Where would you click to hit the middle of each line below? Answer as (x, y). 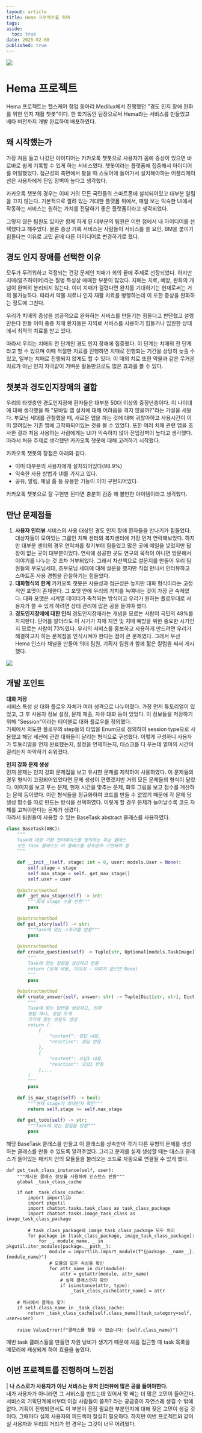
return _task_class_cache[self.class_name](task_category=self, (110, 1313)
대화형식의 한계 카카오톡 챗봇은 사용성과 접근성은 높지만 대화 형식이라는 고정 (104, 583)
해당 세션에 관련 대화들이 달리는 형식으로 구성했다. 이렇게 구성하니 (99, 736)
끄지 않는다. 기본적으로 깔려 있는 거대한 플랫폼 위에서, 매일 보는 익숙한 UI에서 (102, 201)
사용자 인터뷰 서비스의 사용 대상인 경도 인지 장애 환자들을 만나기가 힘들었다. (103, 531)
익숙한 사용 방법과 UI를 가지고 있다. (56, 473)
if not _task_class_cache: (51, 1192)
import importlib (49, 1198)
